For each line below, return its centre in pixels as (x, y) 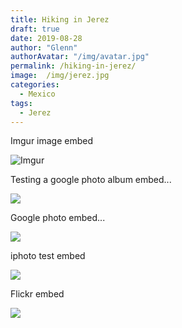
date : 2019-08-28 (46, 38)
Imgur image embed (52, 141)
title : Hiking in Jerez (60, 19)
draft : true (35, 29)
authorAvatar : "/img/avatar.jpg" (80, 57)
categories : (35, 85)
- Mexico (37, 94)
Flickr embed (37, 294)
